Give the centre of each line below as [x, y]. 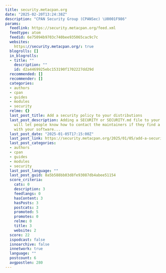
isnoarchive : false [30, 244]
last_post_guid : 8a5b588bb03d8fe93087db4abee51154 [63, 175]
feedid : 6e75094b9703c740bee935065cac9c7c [54, 38]
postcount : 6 [23, 258]
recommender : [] [26, 79]
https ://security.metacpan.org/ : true [54, 46]
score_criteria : [26, 180]
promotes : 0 [26, 217]
